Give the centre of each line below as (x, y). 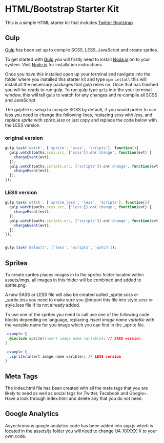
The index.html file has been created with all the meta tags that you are (76, 388)
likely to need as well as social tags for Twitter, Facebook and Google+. (76, 394)
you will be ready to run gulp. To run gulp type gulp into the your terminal (79, 90)
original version (24, 138)
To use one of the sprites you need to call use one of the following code (77, 315)
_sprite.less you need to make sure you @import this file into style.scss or (79, 300)
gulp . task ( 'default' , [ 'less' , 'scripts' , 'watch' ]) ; (61, 248)
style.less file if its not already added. (43, 305)
